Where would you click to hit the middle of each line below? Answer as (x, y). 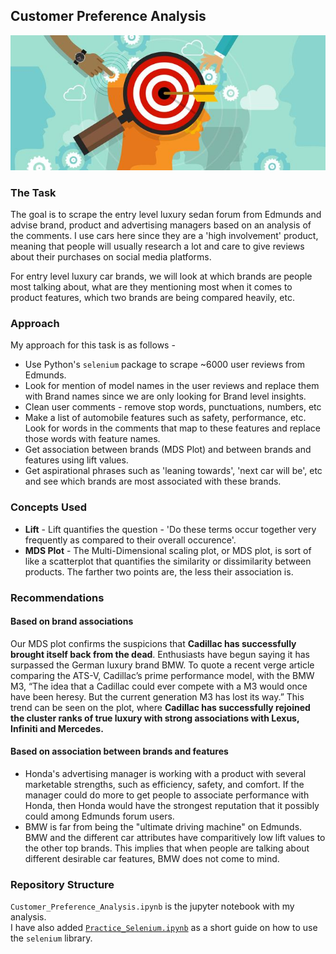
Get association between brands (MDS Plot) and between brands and (168, 450)
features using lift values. (76, 460)
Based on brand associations (72, 621)
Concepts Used (49, 507)
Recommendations (57, 597)
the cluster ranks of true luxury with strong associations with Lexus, (155, 718)
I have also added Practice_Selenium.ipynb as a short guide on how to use (164, 928)
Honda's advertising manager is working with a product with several (165, 773)
